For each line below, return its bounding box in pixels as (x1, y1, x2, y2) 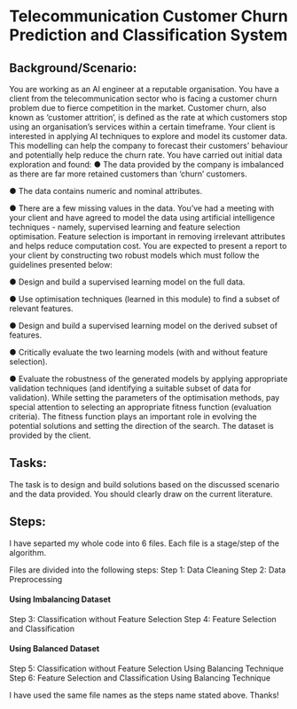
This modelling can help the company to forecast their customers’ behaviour (9, 140, 288, 151)
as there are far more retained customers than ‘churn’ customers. (9, 168, 248, 179)
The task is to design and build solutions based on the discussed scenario (9, 479, 280, 489)
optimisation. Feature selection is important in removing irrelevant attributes (9, 231, 285, 241)
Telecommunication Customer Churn (9, 6, 288, 27)
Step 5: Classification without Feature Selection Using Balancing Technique (9, 663, 284, 674)
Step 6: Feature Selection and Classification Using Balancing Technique (9, 673, 271, 683)
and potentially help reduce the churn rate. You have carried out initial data (9, 150, 283, 160)
